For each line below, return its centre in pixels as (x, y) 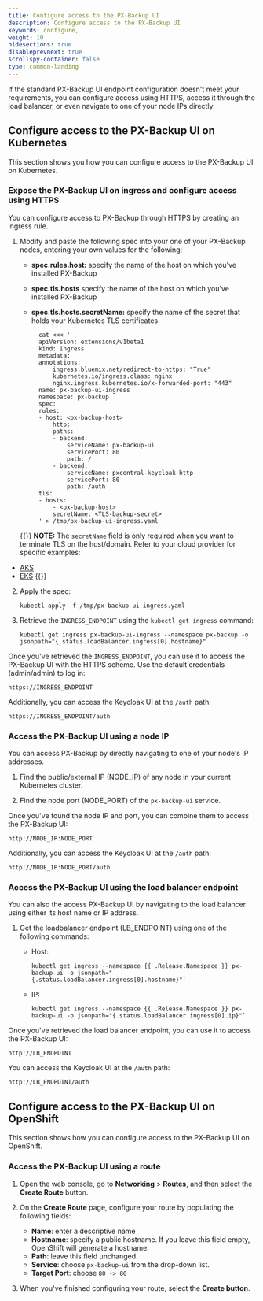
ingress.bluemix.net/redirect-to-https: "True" (131, 369)
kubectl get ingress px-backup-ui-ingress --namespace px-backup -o (134, 635)
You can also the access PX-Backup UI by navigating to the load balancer (127, 904)
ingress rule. (28, 226)
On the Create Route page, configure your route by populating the (126, 1207)
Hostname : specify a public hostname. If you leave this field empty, (141, 1239)
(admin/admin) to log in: (47, 673)
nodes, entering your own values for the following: (101, 250)
